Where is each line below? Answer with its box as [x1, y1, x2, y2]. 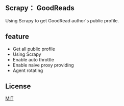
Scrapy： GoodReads [5, 4, 75, 13]
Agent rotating [12, 67, 43, 74]
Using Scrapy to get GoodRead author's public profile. [5, 17, 119, 23]
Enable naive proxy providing [12, 62, 74, 68]
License [5, 82, 31, 91]
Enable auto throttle [12, 56, 55, 62]
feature [5, 32, 30, 41]
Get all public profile [12, 46, 55, 52]
